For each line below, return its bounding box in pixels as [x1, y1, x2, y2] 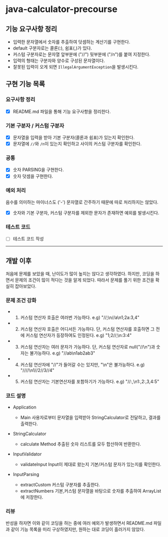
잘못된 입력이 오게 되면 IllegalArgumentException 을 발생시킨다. [12, 64, 139, 69]
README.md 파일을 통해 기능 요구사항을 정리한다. [12, 108, 111, 114]
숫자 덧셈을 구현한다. [12, 173, 53, 179]
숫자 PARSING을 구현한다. [12, 166, 64, 173]
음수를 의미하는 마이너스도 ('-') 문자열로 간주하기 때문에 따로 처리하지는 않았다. [5, 199, 159, 205]
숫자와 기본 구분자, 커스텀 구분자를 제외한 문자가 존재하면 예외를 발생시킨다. [12, 209, 160, 215]
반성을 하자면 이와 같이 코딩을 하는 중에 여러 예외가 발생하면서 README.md [5, 520, 153, 526]
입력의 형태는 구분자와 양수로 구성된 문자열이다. [12, 57, 105, 63]
